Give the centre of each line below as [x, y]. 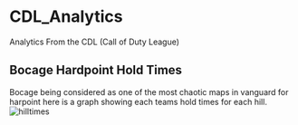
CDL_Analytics [66, 17]
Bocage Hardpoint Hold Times [96, 70]
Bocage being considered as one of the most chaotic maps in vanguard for [149, 91]
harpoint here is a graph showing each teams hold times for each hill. [138, 101]
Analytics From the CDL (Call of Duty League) [94, 42]
